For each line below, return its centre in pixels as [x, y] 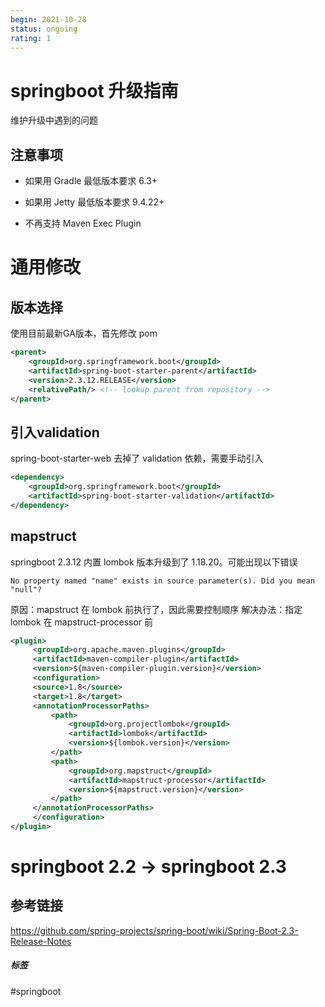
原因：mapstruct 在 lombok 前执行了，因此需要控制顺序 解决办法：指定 [156, 609]
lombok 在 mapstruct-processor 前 [82, 622]
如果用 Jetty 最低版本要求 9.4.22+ [94, 202]
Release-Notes [41, 941]
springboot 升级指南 [94, 90]
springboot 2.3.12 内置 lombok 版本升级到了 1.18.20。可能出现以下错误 [154, 562]
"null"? [26, 589]
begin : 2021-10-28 [48, 19]
